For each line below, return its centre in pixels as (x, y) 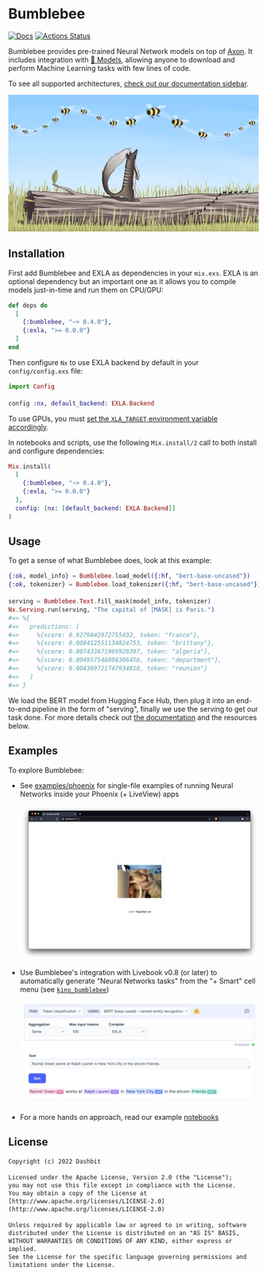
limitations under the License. (62, 1265)
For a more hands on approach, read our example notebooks (119, 1118)
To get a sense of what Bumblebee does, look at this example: (110, 561)
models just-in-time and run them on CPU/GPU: (86, 290)
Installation (37, 254)
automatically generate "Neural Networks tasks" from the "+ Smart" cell (137, 981)
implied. (23, 1249)
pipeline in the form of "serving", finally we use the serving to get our (145, 709)
